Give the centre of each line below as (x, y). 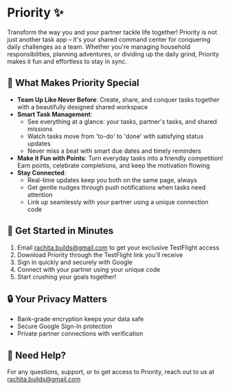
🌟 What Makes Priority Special (73, 83)
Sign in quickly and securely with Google (74, 262)
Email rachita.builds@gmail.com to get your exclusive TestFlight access (118, 247)
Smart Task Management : (55, 114)
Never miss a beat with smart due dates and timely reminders (114, 151)
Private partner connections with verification (80, 334)
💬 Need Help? (37, 355)
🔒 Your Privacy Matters (57, 299)
